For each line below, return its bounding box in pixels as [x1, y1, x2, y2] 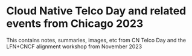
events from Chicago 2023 [6, 17, 144, 30]
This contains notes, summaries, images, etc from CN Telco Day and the [6, 36, 186, 43]
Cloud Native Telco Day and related [6, 4, 187, 18]
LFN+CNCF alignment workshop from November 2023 [6, 43, 142, 50]
